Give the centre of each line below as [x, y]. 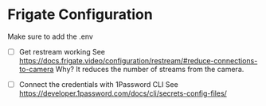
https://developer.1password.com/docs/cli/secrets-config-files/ [123, 93]
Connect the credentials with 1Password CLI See [98, 84]
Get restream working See [62, 51]
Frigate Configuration [80, 15]
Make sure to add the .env [50, 36]
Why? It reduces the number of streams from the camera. [150, 69]
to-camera [36, 69]
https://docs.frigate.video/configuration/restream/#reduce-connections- [138, 61]
